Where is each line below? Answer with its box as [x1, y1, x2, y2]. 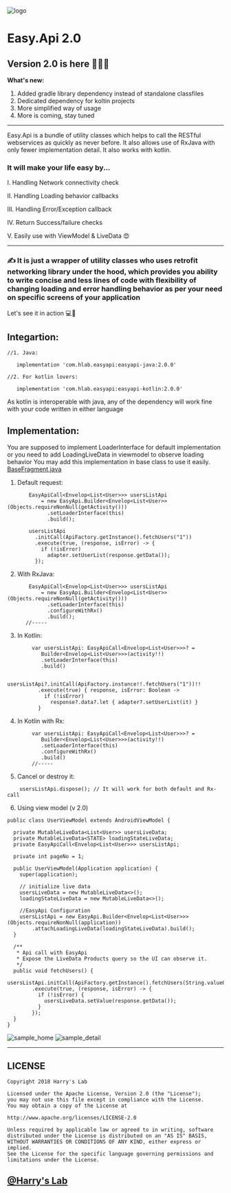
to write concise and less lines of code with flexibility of [7, 276, 197, 285]
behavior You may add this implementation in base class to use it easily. [7, 458, 211, 466]
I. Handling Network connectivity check [7, 179, 119, 187]
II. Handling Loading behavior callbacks [7, 192, 119, 200]
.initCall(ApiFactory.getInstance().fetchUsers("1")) [34, 534, 192, 541]
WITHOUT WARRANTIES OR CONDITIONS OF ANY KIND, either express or [7, 1139, 201, 1146]
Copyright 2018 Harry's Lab [7, 1078, 88, 1086]
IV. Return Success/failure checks [7, 219, 103, 227]
